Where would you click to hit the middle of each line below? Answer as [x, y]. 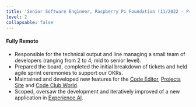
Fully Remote [22, 41]
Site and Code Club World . [46, 85]
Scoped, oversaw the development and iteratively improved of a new [97, 91]
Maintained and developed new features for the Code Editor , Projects [97, 79]
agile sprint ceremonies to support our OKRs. [69, 73]
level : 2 [17, 17]
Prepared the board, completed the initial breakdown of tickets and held [101, 66]
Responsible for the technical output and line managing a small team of [100, 54]
